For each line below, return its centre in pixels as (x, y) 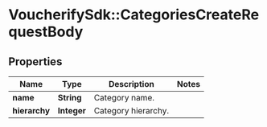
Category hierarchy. (131, 111)
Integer (72, 111)
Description (131, 84)
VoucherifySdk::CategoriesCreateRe (134, 15)
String (70, 98)
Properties (35, 61)
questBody (46, 32)
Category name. (124, 98)
